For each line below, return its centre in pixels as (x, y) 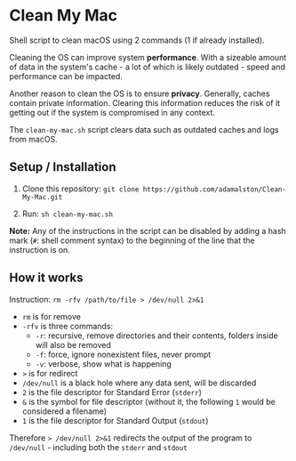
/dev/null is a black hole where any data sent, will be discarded (139, 383)
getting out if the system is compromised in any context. (112, 112)
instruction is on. (40, 249)
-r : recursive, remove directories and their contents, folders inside (156, 336)
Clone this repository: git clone (80, 189)
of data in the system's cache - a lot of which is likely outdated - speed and (148, 67)
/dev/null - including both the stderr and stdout (99, 447)
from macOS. (33, 139)
